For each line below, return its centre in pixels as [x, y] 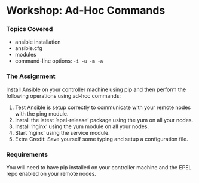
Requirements [27, 154]
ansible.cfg [29, 48]
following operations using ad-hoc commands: [64, 95]
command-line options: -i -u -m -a [59, 61]
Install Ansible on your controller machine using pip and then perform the [96, 89]
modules [26, 55]
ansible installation [38, 42]
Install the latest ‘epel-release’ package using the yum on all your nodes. [104, 120]
